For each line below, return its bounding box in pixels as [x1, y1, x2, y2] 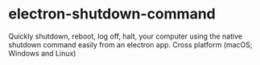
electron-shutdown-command [8, 5, 216, 23]
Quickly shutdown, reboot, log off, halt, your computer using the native [8, 31, 243, 41]
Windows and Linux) [8, 48, 76, 58]
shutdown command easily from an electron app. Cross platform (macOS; [8, 39, 253, 49]
